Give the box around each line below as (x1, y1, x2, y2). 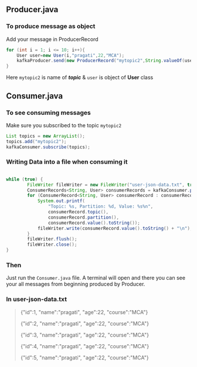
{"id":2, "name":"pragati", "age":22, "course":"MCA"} (20, 320, 150, 327)
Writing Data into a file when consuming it (6, 158, 128, 166)
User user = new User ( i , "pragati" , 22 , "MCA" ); (16, 52, 125, 58)
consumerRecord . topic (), (47, 209, 109, 215)
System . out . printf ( (37, 198, 85, 204)
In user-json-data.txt (6, 295, 67, 304)
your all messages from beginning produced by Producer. (6, 281, 145, 288)
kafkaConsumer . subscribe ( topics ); (6, 144, 91, 150)
